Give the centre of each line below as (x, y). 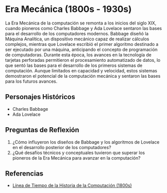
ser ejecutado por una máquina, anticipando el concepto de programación (82, 49)
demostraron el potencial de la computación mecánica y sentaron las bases (83, 76)
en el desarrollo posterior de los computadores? (62, 147)
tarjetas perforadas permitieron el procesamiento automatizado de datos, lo (83, 60)
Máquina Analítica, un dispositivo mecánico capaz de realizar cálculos (77, 39)
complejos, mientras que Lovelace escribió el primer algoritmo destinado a (82, 44)
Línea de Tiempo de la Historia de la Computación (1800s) (72, 186)
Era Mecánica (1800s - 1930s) (69, 9)
